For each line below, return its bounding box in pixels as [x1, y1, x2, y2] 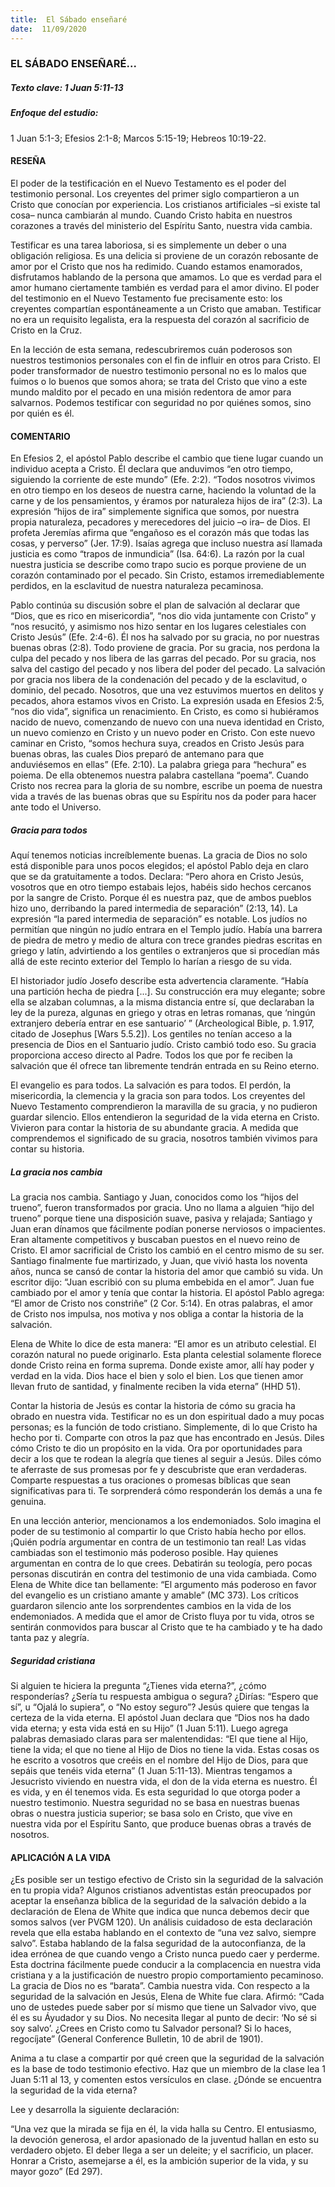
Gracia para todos [10, 824, 88, 836]
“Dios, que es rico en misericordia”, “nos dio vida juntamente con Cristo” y [10, 610, 317, 622]
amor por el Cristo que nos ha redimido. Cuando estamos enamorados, [10, 260, 303, 272]
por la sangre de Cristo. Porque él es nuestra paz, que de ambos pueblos [10, 892, 312, 904]
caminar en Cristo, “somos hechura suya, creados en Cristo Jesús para [10, 737, 305, 750]
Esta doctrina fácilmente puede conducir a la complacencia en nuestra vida [10, 1959, 322, 1971]
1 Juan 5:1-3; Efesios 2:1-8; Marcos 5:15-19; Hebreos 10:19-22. [10, 132, 267, 144]
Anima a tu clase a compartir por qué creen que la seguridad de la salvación [10, 2052, 325, 2065]
